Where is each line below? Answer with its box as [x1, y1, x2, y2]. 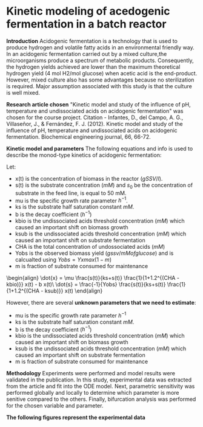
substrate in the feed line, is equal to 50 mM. [15, 189, 127, 196]
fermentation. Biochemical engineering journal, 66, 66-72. [6, 133, 151, 141]
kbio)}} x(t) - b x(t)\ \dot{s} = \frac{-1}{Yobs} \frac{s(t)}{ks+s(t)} [6, 281, 166, 288]
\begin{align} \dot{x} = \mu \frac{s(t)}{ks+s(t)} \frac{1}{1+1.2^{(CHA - [6, 274, 180, 282]
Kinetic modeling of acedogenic [6, 4, 171, 18]
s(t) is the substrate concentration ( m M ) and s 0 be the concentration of [15, 181, 193, 190]
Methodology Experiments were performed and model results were [6, 370, 176, 377]
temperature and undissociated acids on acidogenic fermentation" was [6, 107, 184, 114]
